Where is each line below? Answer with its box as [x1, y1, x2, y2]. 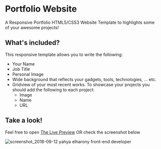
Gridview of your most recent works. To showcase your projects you [12, 82, 150, 87]
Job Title [12, 66, 30, 72]
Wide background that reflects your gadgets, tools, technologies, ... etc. [12, 76, 157, 82]
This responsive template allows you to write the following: [5, 51, 123, 57]
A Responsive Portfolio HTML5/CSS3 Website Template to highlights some [5, 19, 155, 25]
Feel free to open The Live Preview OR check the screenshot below [5, 129, 141, 135]
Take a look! [5, 116, 42, 125]
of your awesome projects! [5, 24, 59, 30]
